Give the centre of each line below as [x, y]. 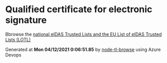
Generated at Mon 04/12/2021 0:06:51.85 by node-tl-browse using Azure [83, 49]
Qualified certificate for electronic [79, 9]
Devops [13, 55]
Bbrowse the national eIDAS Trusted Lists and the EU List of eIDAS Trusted [83, 34]
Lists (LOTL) [18, 40]
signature [26, 20]
